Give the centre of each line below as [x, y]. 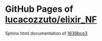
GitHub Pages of [39, 9]
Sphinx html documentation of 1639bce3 [46, 33]
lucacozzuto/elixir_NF [51, 20]
